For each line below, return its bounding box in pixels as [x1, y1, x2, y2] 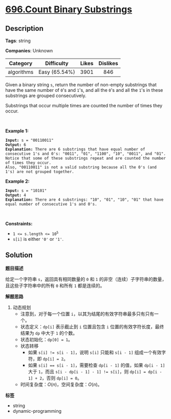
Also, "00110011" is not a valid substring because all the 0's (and [5, 165, 157, 170]
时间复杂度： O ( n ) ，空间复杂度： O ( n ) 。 [20, 381, 102, 387]
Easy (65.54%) [38, 68, 75, 75]
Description [5, 24, 44, 33]
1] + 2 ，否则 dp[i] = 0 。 [28, 375, 82, 381]
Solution [5, 251, 33, 260]
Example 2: [5, 178, 30, 184]
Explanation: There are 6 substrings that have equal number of [5, 147, 145, 152]
